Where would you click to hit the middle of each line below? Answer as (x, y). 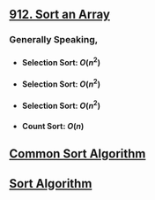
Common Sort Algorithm (77, 154)
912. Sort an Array (59, 15)
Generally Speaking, (54, 40)
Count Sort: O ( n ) (53, 126)
